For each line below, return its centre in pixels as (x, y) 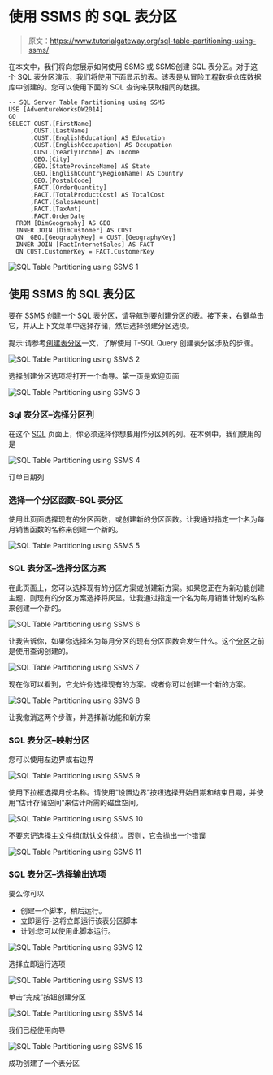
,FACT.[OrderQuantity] (68, 188)
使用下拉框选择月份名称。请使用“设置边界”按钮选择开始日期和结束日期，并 (133, 792)
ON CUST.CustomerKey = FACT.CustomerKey (85, 251)
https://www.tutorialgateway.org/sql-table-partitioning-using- (153, 41)
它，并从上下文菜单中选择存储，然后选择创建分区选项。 (101, 325)
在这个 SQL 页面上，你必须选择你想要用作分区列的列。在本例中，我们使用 (131, 434)
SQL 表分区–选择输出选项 (57, 874)
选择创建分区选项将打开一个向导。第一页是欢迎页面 (94, 375)
